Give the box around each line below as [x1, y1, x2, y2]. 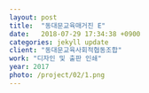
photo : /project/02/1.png [9, 71, 105, 80]
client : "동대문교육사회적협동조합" [9, 46, 122, 55]
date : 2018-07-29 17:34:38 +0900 [9, 29, 141, 38]
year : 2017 [9, 63, 50, 72]
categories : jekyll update [9, 37, 109, 47]
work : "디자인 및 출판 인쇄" [9, 54, 102, 63]
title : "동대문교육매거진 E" [9, 21, 106, 30]
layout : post [9, 12, 58, 22]
